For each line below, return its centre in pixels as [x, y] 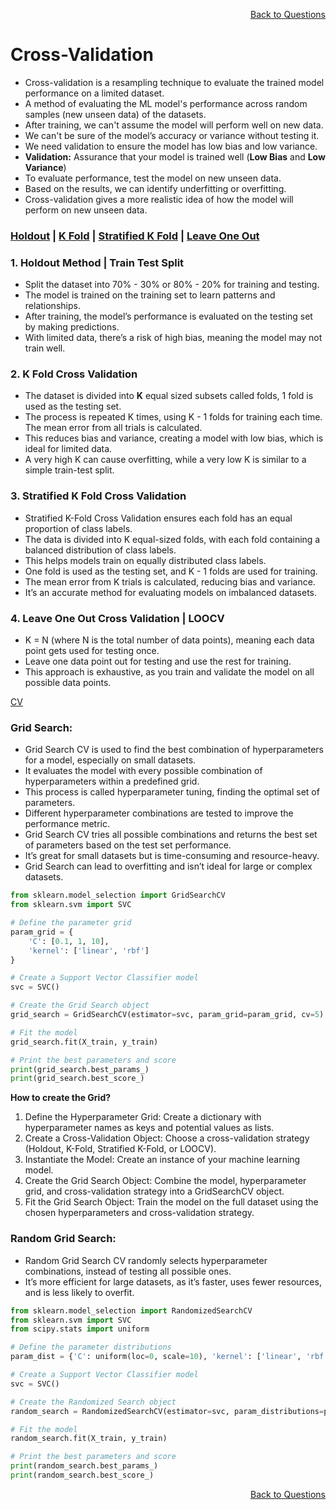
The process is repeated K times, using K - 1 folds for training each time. [173, 417]
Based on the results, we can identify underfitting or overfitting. [155, 188]
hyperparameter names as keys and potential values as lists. [149, 1128]
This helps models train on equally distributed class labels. [145, 560]
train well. [45, 348]
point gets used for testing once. [92, 651]
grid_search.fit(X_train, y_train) [84, 1042]
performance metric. [67, 824]
